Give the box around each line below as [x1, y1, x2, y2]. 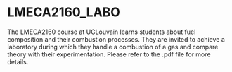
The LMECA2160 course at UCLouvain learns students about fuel [7, 28, 196, 36]
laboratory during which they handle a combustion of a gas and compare [7, 42, 219, 51]
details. [7, 57, 29, 66]
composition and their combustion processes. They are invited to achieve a [7, 35, 225, 43]
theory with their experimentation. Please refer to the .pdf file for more [7, 50, 211, 59]
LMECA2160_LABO [7, 4, 121, 20]
